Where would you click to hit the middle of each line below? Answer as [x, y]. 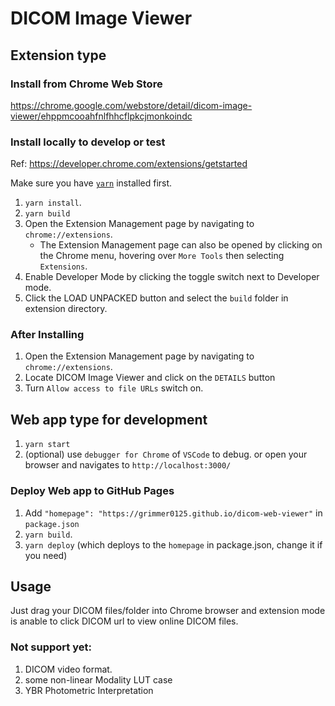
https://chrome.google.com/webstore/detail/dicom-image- [131, 105]
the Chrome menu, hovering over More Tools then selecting [162, 256]
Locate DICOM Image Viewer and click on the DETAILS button [150, 378]
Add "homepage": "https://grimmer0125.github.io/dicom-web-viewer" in [173, 513]
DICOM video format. [68, 669]
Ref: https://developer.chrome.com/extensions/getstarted [129, 164]
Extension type [58, 55]
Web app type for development [109, 419]
